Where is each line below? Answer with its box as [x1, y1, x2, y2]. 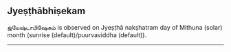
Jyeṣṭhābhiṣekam [7, 5, 86, 17]
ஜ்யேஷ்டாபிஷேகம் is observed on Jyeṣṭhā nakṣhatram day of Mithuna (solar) [7, 23, 223, 31]
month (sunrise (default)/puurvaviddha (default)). [7, 30, 146, 39]
